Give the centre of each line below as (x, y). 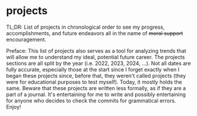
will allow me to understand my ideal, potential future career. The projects (96, 57)
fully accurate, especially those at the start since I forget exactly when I (93, 69)
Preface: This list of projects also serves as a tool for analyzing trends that (96, 50)
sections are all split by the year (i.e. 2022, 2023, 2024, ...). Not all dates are (98, 63)
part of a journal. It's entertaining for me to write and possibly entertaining (96, 94)
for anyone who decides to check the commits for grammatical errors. (91, 100)
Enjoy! (14, 107)
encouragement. (26, 39)
